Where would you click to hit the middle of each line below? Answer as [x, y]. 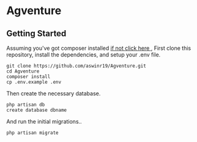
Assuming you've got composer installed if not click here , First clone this [99, 48]
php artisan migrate [33, 133]
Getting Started [36, 34]
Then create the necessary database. [54, 93]
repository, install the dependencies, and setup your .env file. [84, 55]
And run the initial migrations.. [44, 121]
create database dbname [37, 110]
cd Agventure [23, 71]
